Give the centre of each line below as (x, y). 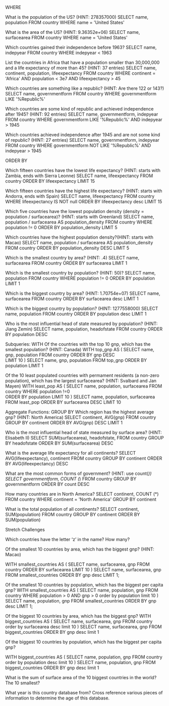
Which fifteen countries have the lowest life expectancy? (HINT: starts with (83, 170)
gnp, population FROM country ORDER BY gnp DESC (60, 355)
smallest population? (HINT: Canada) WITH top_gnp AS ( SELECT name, (80, 349)
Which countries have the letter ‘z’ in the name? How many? (68, 539)
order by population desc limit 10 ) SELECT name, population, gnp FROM (80, 662)
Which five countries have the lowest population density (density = (75, 211)
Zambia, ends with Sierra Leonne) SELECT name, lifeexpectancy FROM (79, 176)
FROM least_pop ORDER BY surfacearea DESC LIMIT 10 (63, 402)
